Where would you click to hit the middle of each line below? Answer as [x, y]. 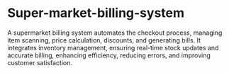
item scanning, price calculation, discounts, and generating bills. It [104, 40]
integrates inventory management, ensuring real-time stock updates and [113, 47]
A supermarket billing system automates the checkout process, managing [115, 33]
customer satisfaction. [40, 62]
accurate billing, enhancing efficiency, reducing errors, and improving [109, 55]
